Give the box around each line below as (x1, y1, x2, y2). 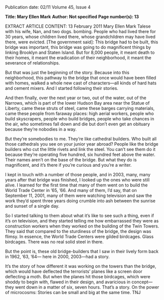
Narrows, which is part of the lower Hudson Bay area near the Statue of (5, 100, 150, 106)
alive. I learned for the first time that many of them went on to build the (5, 182, 148, 188)
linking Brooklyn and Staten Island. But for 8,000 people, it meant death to (5, 49, 155, 55)
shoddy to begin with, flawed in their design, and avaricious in (5, 279, 131, 285)
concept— (132, 279, 153, 285)
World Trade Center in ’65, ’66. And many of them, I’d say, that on (5, 187, 137, 193)
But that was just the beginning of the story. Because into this (5, 70, 130, 75)
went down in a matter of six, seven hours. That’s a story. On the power (15, 284, 160, 290)
